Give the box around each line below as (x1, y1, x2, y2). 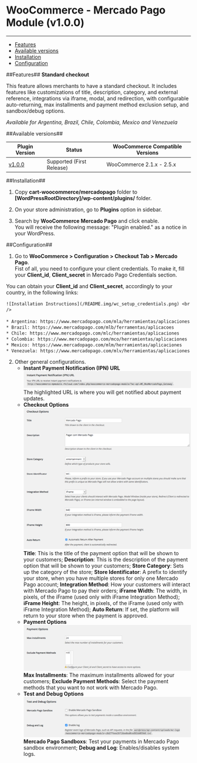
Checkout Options (23, 401, 69, 408)
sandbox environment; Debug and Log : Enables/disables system (23, 744, 180, 751)
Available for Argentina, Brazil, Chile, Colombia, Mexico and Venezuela (6, 119, 178, 126)
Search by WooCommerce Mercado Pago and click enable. (14, 218, 159, 225)
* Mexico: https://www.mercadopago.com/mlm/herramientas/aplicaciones (6, 342, 182, 348)
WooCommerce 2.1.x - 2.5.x (106, 161, 176, 168)
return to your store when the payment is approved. (23, 612, 148, 619)
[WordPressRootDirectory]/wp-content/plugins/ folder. (14, 195, 152, 202)
